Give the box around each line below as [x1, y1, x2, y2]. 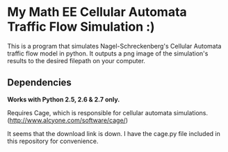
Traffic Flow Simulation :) [7, 19, 155, 35]
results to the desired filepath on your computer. [7, 56, 146, 65]
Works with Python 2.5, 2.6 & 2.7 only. [7, 95, 120, 103]
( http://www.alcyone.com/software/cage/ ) [7, 116, 129, 124]
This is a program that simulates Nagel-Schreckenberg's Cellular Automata [7, 42, 222, 50]
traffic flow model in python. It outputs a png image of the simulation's [7, 49, 209, 58]
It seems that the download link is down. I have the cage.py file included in [7, 129, 220, 137]
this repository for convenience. [7, 137, 99, 145]
